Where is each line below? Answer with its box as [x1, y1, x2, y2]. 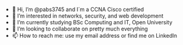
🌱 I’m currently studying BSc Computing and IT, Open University [12, 19, 173, 26]
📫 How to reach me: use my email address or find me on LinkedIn [12, 32, 178, 39]
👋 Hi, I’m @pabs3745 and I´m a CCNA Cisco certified [12, 6, 144, 13]
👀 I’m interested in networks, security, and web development [12, 12, 164, 19]
